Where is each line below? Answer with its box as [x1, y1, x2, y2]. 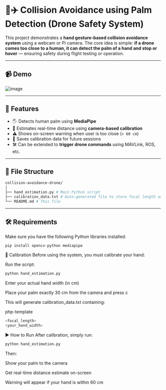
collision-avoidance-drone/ [5, 181, 63, 186]
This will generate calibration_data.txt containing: [5, 299, 105, 305]
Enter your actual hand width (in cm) [5, 280, 80, 286]
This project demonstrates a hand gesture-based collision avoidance [5, 35, 148, 41]
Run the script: [5, 261, 35, 268]
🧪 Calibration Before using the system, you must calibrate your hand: [5, 252, 145, 258]
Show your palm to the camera [5, 360, 68, 366]
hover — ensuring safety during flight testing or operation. [5, 50, 124, 56]
